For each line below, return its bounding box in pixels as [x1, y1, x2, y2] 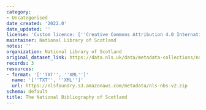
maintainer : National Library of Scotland [6, 37, 116, 43]
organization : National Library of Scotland [6, 49, 122, 55]
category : [6, 9, 32, 15]
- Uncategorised [6, 15, 48, 21]
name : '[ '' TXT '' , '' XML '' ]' [12, 77, 84, 83]
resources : [6, 65, 34, 72]
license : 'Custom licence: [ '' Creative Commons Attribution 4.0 [6, 32, 174, 38]
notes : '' [6, 43, 32, 50]
